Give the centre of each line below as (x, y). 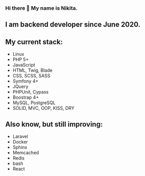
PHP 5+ (21, 60)
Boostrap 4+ (26, 97)
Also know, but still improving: (54, 124)
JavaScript (24, 65)
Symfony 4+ (26, 81)
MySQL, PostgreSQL (34, 103)
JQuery (21, 86)
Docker (20, 141)
